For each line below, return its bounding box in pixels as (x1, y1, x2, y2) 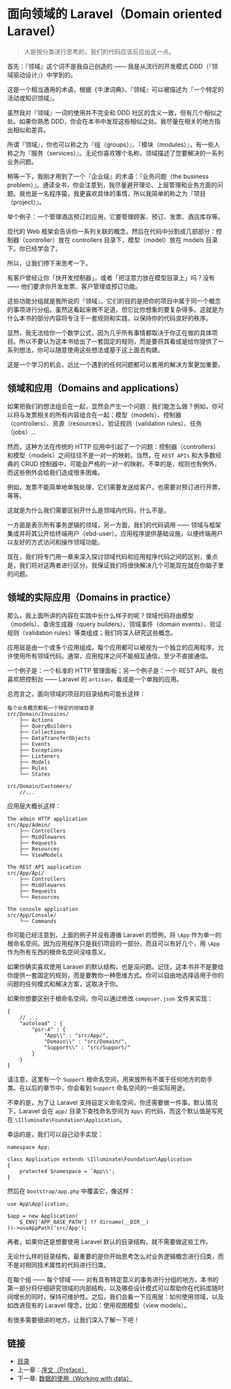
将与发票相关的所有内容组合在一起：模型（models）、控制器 (12, 411, 182, 419)
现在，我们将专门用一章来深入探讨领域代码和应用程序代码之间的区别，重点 (7, 552, 218, 560)
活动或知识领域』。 (7, 94, 58, 102)
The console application (7, 906, 78, 912)
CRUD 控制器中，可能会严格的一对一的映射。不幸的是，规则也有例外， (20, 459, 221, 468)
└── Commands (19, 917, 57, 925)
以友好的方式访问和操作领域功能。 (7, 538, 104, 546)
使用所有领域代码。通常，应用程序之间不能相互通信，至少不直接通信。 (12, 651, 212, 660)
